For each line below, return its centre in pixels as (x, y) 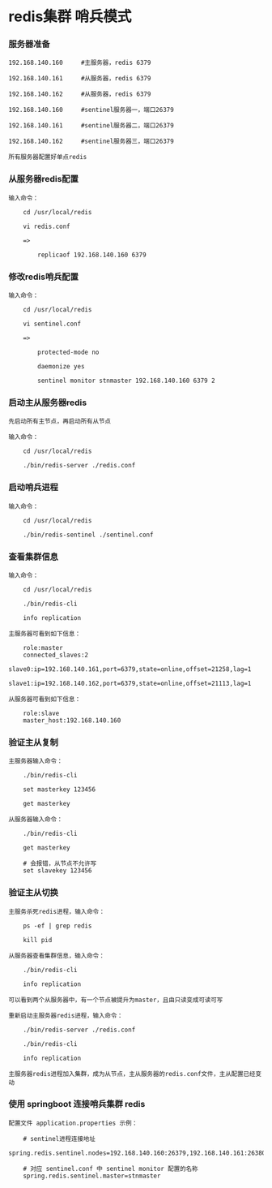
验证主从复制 (34, 742)
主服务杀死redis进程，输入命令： (57, 911)
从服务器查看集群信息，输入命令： (57, 956)
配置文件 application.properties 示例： (73, 1123)
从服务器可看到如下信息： (45, 699)
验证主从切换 (34, 893)
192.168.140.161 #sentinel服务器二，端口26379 (91, 126)
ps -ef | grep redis (57, 926)
